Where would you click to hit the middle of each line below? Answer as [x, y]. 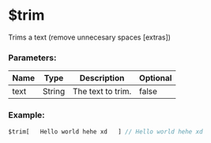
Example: [26, 115]
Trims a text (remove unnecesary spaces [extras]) [90, 37]
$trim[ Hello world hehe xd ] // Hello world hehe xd [105, 132]
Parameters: [32, 58]
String [54, 92]
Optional [156, 78]
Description [102, 78]
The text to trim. [102, 92]
